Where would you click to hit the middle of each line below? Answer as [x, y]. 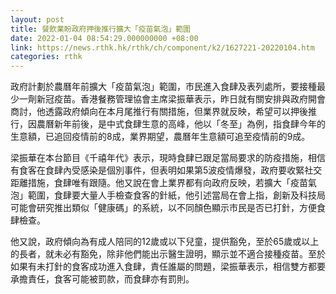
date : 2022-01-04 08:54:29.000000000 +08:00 [104, 38]
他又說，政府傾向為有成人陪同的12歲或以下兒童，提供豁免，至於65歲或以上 [165, 242]
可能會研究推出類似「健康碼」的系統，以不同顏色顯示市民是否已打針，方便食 [168, 208]
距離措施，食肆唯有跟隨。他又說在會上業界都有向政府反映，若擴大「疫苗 [159, 183]
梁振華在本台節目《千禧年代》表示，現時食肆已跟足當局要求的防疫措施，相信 [168, 158]
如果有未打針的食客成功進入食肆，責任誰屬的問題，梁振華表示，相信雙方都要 [168, 267]
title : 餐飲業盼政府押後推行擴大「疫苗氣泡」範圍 [100, 29]
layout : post [37, 19]
